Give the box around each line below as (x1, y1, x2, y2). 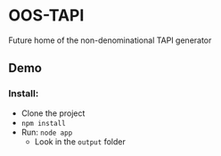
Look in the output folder (34, 135, 126, 147)
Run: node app (20, 127, 73, 137)
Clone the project (20, 108, 86, 119)
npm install (20, 119, 66, 127)
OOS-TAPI (8, 5, 85, 26)
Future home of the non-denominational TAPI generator (8, 35, 212, 45)
